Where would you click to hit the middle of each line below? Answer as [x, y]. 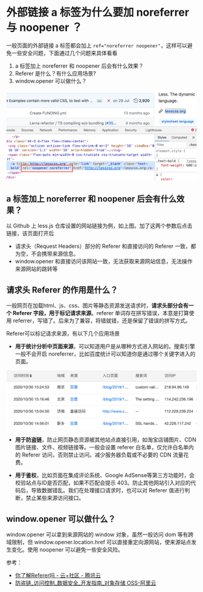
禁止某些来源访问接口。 [55, 498]
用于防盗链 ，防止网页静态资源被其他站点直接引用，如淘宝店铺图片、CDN [105, 440]
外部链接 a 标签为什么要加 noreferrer [98, 12]
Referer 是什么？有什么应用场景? [56, 73]
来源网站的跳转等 [36, 269]
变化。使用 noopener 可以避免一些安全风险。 [67, 550]
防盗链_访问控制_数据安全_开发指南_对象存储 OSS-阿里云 [85, 583]
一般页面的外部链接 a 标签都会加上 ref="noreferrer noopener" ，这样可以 [97, 45]
